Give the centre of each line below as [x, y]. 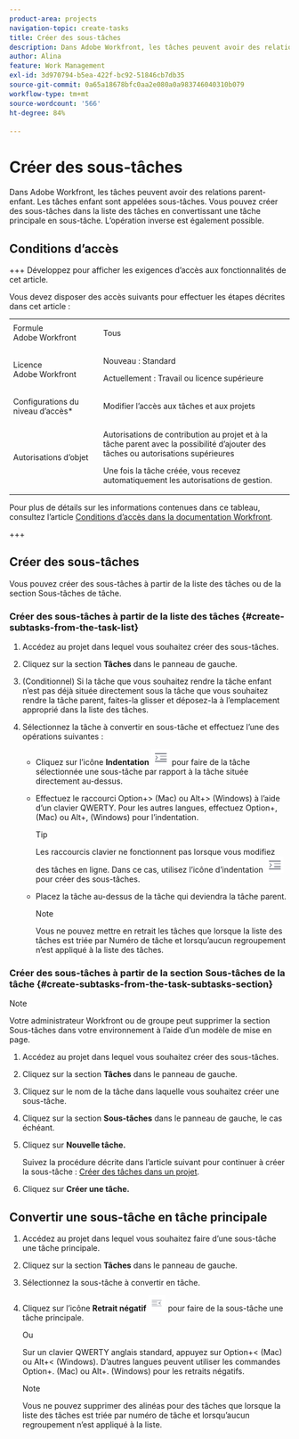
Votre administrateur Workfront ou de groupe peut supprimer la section [140, 1021]
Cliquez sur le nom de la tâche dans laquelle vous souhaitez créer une [150, 1091]
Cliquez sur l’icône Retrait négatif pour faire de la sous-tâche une [153, 1308]
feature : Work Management [57, 66]
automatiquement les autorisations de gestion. [188, 480]
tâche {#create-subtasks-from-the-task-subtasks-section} [141, 984]
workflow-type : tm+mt [49, 94]
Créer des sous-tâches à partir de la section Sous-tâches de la [147, 974]
